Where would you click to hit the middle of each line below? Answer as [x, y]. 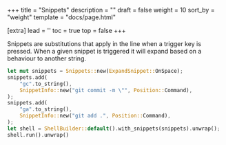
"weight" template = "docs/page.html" [61, 17]
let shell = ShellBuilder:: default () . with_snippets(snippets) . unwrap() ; [114, 129]
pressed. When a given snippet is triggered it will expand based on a [104, 51]
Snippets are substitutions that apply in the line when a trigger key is [104, 44]
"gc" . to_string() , [46, 84]
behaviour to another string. [47, 58]
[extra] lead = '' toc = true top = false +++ [66, 31]
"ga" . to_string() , [46, 109]
